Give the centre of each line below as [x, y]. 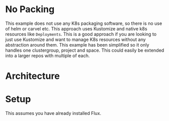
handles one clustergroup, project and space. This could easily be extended [85, 50]
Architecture [32, 76]
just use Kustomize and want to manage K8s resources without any [76, 39]
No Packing [30, 9]
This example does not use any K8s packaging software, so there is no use [84, 23]
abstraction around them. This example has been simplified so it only [77, 45]
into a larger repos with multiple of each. [47, 55]
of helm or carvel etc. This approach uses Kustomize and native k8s [76, 28]
